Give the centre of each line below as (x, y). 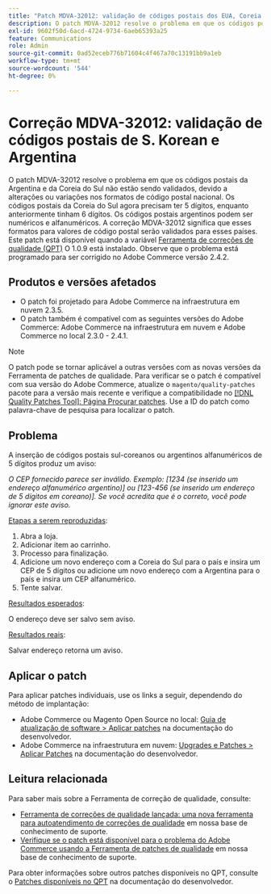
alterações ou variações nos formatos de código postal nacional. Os (122, 197)
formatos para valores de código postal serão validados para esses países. (133, 231)
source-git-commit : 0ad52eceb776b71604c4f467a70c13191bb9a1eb (115, 53)
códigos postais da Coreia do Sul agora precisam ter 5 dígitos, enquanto (129, 205)
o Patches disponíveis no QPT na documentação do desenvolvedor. (121, 881)
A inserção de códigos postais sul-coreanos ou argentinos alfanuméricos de (135, 455)
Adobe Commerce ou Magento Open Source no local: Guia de (123, 719)
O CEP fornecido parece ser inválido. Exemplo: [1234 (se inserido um (123, 479)
